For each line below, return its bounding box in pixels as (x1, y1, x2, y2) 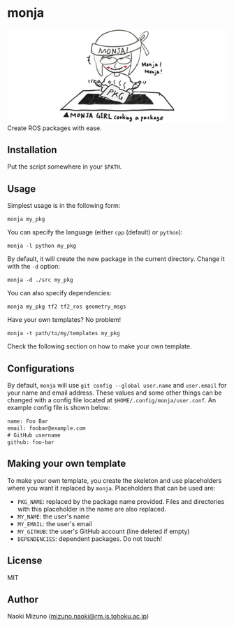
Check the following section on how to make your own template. (7, 342, 192, 351)
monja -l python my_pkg (7, 243, 77, 250)
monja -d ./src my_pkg (7, 276, 73, 284)
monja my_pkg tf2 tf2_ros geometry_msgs (7, 303, 127, 311)
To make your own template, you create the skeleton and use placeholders (7, 476, 222, 484)
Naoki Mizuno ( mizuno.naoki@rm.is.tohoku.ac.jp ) (7, 612, 149, 621)
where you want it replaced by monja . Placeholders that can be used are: (7, 484, 216, 492)
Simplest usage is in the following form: (7, 202, 121, 210)
